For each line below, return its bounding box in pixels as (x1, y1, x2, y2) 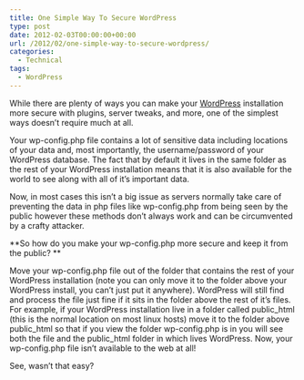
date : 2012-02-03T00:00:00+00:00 (9, 30, 137, 39)
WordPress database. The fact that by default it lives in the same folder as (9, 154, 287, 165)
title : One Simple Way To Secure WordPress (9, 13, 177, 23)
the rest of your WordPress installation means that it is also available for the (9, 163, 293, 174)
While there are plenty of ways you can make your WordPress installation (9, 98, 284, 108)
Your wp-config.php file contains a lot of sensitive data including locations (9, 134, 289, 146)
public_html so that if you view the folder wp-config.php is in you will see (9, 323, 284, 334)
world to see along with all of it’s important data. (9, 173, 189, 184)
